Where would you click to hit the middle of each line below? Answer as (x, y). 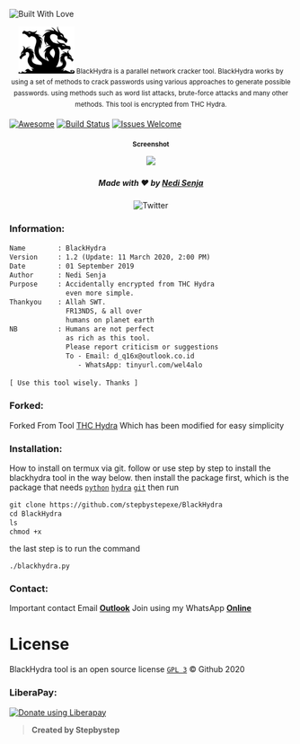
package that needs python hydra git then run (94, 487)
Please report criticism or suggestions (142, 347)
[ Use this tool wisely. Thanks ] (74, 383)
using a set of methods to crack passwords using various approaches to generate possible (151, 82)
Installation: (36, 448)
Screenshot (151, 145)
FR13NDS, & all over (104, 311)
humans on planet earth (110, 320)
